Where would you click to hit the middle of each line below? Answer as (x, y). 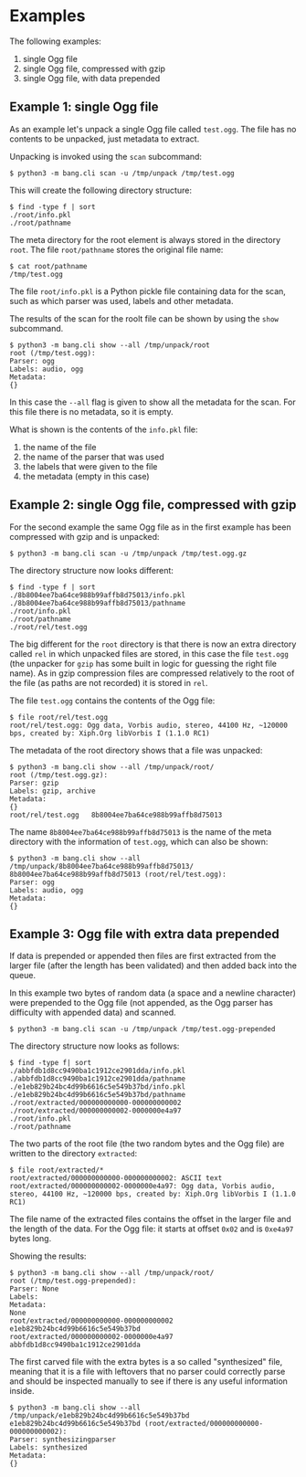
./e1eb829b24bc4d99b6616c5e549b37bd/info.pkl (97, 1087)
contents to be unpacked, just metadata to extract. (105, 139)
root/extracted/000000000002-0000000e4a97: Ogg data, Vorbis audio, (142, 1187)
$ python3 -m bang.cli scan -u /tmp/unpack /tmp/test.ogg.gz (128, 554)
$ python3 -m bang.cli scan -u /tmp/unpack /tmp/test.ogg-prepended (142, 1029)
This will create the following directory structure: (100, 190)
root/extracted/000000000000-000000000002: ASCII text (116, 1178)
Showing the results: (48, 1256)
